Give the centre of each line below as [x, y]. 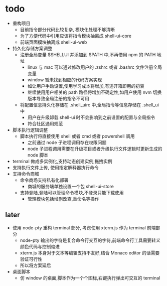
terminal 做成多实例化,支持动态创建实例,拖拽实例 [62, 161]
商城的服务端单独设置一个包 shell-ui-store [70, 186]
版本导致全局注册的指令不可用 [58, 98]
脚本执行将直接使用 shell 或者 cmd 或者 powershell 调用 [77, 136]
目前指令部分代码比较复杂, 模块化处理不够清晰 [67, 29]
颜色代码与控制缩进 [40, 246]
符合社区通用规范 [45, 123]
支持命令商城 [26, 174]
